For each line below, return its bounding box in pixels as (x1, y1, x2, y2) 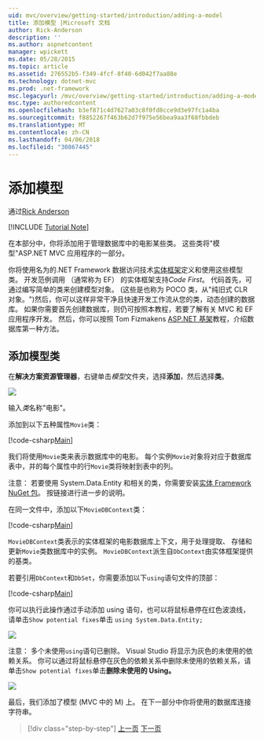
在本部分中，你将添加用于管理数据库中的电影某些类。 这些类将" (8, 239, 214, 248)
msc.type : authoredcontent (8, 99, 97, 107)
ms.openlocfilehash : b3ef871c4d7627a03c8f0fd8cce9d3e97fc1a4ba (8, 107, 220, 115)
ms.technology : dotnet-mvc (8, 77, 97, 85)
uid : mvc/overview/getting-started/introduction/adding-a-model (8, 11, 223, 20)
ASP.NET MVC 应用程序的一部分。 (18, 248, 130, 258)
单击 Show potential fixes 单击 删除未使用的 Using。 (8, 666, 175, 676)
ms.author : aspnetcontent (8, 41, 93, 49)
